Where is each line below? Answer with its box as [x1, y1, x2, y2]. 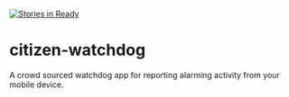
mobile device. [9, 79, 65, 90]
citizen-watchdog [9, 40, 146, 60]
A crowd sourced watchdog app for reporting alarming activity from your [9, 69, 280, 80]
